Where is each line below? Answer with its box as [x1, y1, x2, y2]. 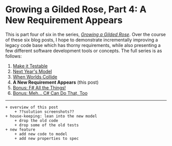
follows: [5, 53, 22, 59]
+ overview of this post [5, 105, 58, 110]
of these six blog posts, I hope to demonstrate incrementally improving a [5, 37, 158, 43]
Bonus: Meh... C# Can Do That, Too [12, 90, 88, 96]
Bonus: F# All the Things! [12, 84, 66, 90]
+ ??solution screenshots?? [14, 109, 74, 114]
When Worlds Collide [12, 74, 58, 80]
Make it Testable [12, 63, 48, 69]
